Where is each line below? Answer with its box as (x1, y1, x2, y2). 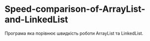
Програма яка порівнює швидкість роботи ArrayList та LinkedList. (4, 30, 144, 36)
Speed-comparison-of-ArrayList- (4, 3, 146, 15)
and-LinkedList (4, 14, 68, 25)
